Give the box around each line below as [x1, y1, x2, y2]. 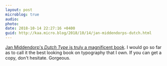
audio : [5, 16, 19, 21]
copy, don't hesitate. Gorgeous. [5, 55, 70, 60]
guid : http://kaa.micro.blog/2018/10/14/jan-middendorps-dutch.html [5, 30, 152, 35]
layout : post [5, 7, 33, 12]
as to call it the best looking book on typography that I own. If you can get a [5, 49, 162, 55]
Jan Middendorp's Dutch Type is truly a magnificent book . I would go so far [5, 44, 162, 50]
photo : [5, 21, 19, 26]
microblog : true [5, 12, 39, 17]
